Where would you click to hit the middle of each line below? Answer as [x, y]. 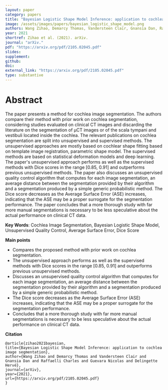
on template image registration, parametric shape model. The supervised [80, 151]
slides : [13, 52]
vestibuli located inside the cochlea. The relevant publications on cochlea [81, 135]
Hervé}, [13, 365]
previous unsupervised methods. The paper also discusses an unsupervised [84, 172]
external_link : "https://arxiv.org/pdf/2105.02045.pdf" [64, 71]
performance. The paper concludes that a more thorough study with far [79, 204]
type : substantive [24, 75]
